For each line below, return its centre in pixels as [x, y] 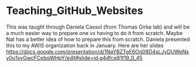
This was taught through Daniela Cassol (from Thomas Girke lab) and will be [98, 27]
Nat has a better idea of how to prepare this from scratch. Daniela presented [98, 39]
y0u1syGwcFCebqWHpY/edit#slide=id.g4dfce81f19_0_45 [74, 58]
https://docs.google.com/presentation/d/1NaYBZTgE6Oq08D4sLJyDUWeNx [97, 51]
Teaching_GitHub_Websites [75, 11]
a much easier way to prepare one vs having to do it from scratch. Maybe [94, 33]
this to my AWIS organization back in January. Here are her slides [85, 45]
